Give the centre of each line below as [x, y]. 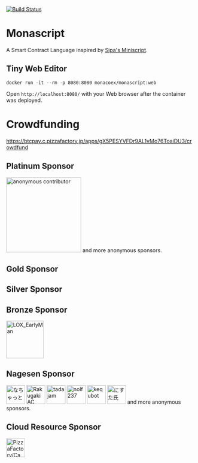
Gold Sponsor [32, 269]
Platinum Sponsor [40, 166]
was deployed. [24, 100]
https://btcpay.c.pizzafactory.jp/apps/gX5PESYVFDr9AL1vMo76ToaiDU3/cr [99, 141]
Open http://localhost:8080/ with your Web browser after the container [96, 93]
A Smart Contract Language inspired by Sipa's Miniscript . [77, 50]
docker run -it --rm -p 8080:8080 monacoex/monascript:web [81, 83]
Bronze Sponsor [37, 309]
